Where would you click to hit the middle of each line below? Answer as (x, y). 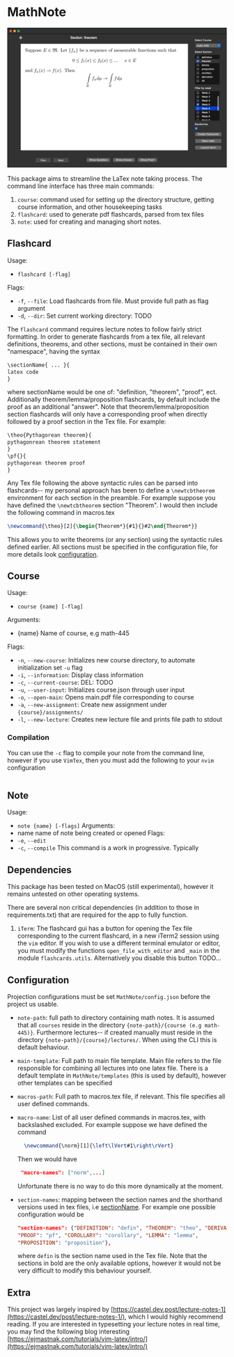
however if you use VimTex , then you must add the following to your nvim (111, 760)
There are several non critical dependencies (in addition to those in (103, 908)
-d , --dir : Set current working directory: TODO (84, 316)
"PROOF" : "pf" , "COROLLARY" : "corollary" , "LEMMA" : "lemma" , (108, 1235)
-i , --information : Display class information (80, 675)
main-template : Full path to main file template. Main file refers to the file (119, 1061)
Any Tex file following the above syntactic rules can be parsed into (103, 483)
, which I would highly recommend (174, 1317)
